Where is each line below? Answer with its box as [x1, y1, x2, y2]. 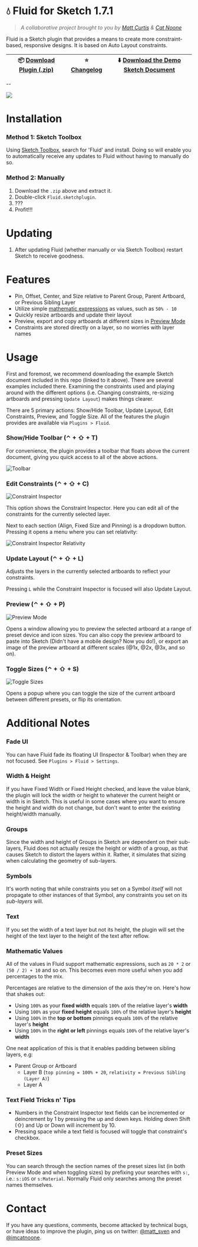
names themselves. [6, 1181, 54, 1188]
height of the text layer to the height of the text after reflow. [6, 932, 150, 939]
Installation [6, 112, 62, 126]
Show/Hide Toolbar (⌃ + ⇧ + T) [6, 434, 98, 442]
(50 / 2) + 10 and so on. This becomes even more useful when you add [6, 966, 183, 974]
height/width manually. [6, 810, 62, 817]
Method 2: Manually [6, 174, 65, 182]
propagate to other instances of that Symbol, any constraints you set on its [6, 892, 187, 899]
